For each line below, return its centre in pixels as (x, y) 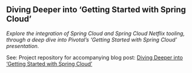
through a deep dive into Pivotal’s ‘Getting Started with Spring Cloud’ (91, 39)
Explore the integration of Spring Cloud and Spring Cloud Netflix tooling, (95, 33)
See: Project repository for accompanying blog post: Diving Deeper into (94, 57)
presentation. (23, 46)
